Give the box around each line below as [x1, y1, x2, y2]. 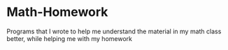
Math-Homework [6, 4, 108, 20]
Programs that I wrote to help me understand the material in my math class [6, 27, 222, 35]
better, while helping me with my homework [6, 34, 132, 42]
